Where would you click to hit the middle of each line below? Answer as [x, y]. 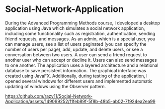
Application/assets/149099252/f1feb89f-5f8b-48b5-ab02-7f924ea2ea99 [80, 101]
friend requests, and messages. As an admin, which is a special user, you [80, 39]
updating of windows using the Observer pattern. [55, 86]
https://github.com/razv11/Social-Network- [49, 96]
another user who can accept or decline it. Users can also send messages [81, 60]
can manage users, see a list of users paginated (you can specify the [76, 44]
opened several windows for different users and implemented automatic [79, 81]
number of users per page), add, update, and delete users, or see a [74, 49]
